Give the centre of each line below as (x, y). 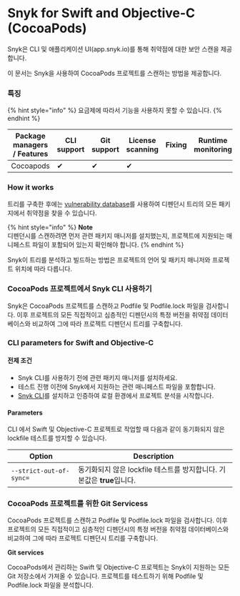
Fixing (176, 145)
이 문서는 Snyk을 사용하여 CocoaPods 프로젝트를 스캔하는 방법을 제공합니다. (115, 73)
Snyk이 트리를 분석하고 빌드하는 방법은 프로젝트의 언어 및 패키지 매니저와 (109, 259)
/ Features (30, 154)
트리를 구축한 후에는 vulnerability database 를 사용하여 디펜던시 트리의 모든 (112, 204)
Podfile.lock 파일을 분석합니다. (51, 585)
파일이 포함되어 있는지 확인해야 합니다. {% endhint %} (108, 244)
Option (41, 457)
